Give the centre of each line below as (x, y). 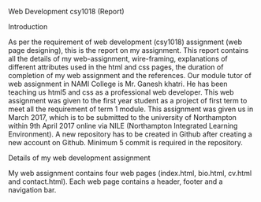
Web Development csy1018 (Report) (66, 11)
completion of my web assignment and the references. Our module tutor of (130, 75)
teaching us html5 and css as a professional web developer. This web (121, 92)
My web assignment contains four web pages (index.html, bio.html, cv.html (130, 173)
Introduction (28, 26)
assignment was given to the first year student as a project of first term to (128, 101)
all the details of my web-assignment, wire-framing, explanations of (118, 59)
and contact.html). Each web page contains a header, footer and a (116, 181)
